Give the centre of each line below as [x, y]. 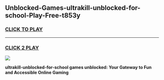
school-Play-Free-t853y [43, 16]
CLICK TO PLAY [24, 30]
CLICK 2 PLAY [22, 48]
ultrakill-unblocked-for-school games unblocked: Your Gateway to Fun [79, 67]
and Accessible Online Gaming [37, 72]
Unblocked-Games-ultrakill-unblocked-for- [73, 8]
